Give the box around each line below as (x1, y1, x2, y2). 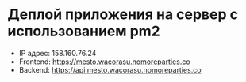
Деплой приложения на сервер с (7, 6, 239, 24)
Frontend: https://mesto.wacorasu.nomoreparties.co (18, 57, 191, 66)
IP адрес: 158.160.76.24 (18, 48, 97, 58)
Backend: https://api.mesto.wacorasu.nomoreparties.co (18, 65, 202, 74)
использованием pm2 (7, 22, 160, 40)
